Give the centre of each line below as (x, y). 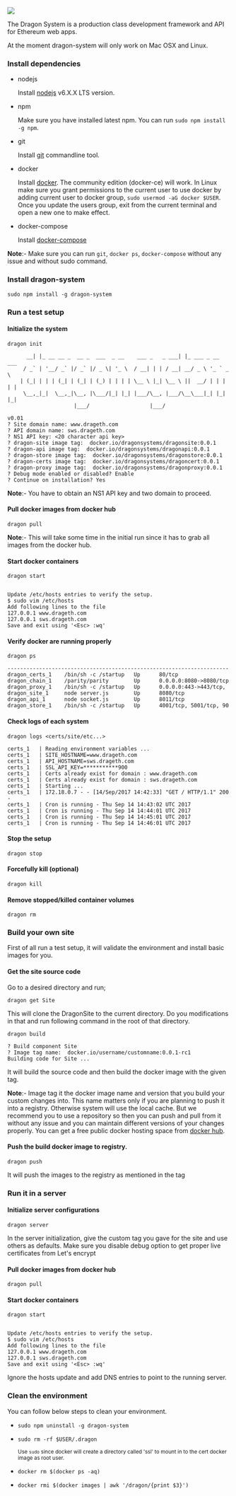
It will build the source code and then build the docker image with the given (117, 1072)
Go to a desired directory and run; (57, 987)
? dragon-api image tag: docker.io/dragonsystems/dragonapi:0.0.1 (109, 449)
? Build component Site (42, 1046)
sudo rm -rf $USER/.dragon (57, 1439)
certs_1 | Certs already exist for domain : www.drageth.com (102, 773)
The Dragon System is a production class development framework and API (116, 24)
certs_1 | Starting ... (45, 786)
